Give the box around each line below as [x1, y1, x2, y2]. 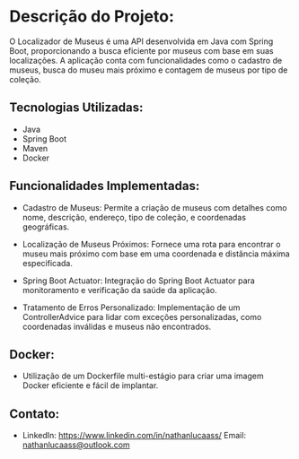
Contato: [9, 406, 60, 421]
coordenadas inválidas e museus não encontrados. [22, 321, 212, 332]
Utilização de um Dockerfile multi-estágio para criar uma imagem [22, 370, 264, 382]
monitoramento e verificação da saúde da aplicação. [22, 284, 217, 295]
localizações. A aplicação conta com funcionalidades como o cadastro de [9, 55, 283, 65]
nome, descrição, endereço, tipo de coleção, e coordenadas [22, 212, 247, 222]
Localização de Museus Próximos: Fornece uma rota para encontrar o [22, 238, 281, 249]
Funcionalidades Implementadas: [9, 178, 200, 194]
